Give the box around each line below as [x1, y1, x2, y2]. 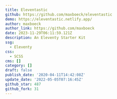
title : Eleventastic [5, 7, 48, 12]
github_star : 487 [5, 81, 41, 86]
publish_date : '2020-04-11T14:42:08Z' [5, 72, 86, 77]
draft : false [5, 68, 32, 73]
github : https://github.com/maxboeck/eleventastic [5, 12, 113, 17]
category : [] [5, 63, 32, 68]
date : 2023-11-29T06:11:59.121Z [5, 30, 72, 35]
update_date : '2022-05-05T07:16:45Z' [5, 77, 84, 82]
